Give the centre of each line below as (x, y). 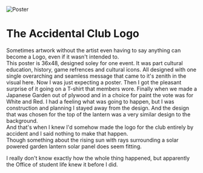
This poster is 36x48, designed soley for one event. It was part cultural (95, 63)
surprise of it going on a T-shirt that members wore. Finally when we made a (102, 89)
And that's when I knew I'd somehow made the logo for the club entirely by (100, 127)
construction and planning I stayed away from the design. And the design (98, 108)
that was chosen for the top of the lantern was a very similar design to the (98, 114)
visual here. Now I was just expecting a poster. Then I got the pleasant (94, 82)
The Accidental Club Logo (73, 34)
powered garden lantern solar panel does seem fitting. (74, 146)
